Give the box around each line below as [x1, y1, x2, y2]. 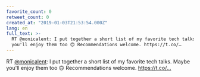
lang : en [6, 25, 28, 31]
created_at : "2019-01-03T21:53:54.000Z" [6, 20, 108, 25]
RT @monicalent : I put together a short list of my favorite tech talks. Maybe [6, 57, 190, 65]
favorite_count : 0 [6, 8, 52, 15]
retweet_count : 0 [6, 14, 49, 20]
